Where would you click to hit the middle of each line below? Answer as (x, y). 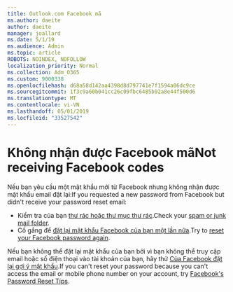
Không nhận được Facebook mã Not (112, 152)
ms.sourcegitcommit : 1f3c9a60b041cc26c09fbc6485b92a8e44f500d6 (101, 92)
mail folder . (34, 223)
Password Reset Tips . (38, 281)
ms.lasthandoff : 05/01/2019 (48, 111)
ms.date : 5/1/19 (31, 40)
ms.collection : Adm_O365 (43, 72)
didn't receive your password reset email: (67, 202)
